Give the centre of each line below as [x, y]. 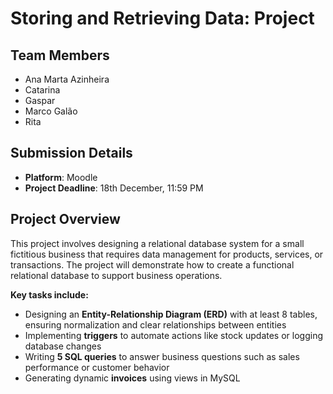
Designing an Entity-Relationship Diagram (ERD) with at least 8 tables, [171, 314]
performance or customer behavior [97, 367]
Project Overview [65, 219]
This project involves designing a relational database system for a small [157, 243]
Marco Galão [51, 111]
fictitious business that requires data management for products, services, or [167, 254]
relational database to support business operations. [116, 275]
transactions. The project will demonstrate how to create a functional [152, 264]
